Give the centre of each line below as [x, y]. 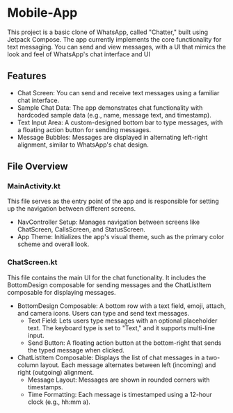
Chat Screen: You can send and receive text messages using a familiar [118, 92]
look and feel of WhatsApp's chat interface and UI [79, 54]
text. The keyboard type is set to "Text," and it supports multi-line [121, 327]
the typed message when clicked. [76, 350]
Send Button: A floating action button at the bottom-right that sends [124, 343]
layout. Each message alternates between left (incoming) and [128, 365]
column [28, 365]
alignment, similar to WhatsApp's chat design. [83, 145]
